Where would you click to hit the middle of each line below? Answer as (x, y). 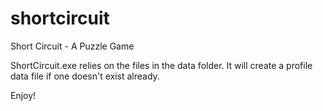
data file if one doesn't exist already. (85, 76)
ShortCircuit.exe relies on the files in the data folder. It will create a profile (161, 65)
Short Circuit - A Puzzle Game (72, 46)
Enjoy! (23, 95)
